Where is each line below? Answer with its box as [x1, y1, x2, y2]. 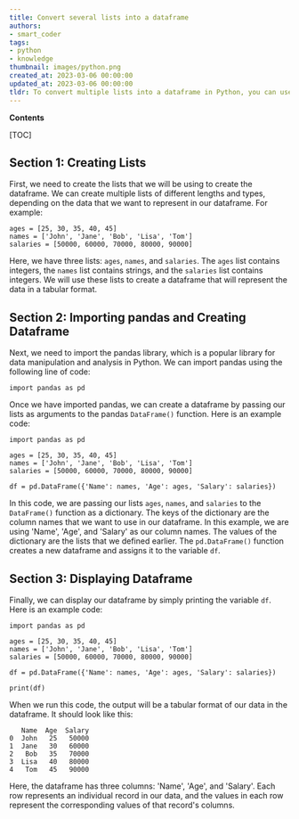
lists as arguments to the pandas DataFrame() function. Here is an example [9, 409, 282, 420]
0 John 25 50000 [9, 733, 90, 742]
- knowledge [9, 54, 53, 63]
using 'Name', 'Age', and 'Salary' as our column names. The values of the [9, 527, 278, 537]
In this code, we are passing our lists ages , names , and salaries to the [9, 498, 262, 509]
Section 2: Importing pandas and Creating [9, 309, 246, 325]
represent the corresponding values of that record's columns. [9, 799, 236, 810]
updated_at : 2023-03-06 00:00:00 [9, 79, 133, 88]
